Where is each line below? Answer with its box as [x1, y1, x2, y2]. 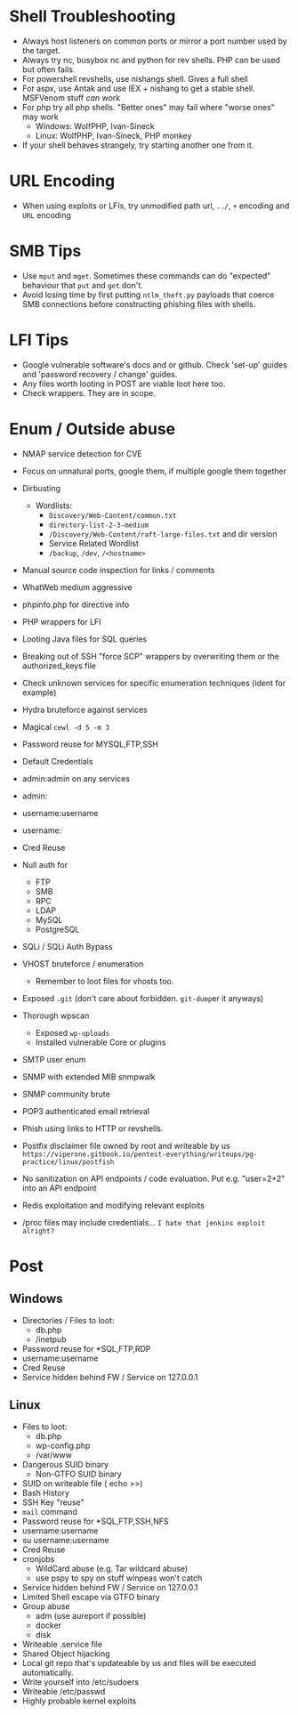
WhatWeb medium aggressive [21, 581, 133, 593]
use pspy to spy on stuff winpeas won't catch [35, 1573, 203, 1583]
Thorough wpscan [21, 1010, 90, 1021]
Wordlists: [35, 500, 73, 511]
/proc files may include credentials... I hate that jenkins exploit [21, 1217, 266, 1227]
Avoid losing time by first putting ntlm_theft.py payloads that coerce [21, 289, 275, 300]
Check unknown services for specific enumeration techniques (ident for [21, 677, 286, 688]
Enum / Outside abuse [9, 418, 176, 439]
